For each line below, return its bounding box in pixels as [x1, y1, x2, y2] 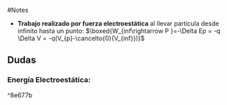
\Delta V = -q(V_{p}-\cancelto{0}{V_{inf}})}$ [17, 34, 145, 42]
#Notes [7, 6, 29, 14]
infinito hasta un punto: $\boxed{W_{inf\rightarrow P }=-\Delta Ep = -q [17, 27, 221, 35]
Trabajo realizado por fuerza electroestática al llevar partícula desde [17, 19, 219, 27]
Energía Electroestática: [7, 75, 91, 85]
